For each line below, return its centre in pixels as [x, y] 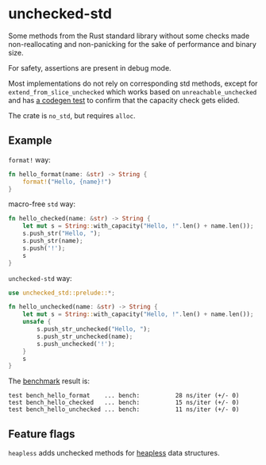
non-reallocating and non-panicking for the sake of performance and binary [132, 44]
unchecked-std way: [40, 278]
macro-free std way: [42, 204]
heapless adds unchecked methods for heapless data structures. [114, 453]
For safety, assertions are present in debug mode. [90, 67]
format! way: [30, 159]
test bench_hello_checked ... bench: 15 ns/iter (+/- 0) [124, 403]
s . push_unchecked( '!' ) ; [76, 344]
